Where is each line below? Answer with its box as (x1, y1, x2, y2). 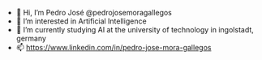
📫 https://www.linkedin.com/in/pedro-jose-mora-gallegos (15, 43, 212, 52)
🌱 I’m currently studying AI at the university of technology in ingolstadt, (15, 25, 254, 34)
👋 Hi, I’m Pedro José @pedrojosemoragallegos (15, 8, 172, 17)
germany (15, 33, 47, 43)
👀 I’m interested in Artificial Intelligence (15, 16, 148, 26)
